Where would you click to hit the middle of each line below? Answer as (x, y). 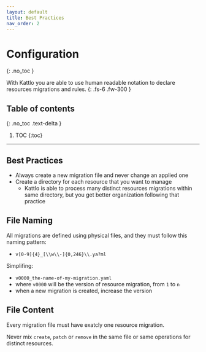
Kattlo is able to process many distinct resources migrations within (108, 188)
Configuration (43, 54)
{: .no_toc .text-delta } (34, 123)
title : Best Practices (35, 18)
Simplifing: (20, 265)
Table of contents (40, 108)
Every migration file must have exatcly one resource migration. (85, 325)
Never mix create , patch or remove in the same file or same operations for (98, 337)
